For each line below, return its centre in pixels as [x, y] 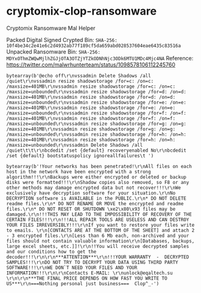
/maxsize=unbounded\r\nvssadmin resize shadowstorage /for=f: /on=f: [97, 113]
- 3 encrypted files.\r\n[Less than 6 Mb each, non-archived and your [98, 236]
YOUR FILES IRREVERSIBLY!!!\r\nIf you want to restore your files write [100, 225]
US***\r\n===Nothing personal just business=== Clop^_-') [83, 284]
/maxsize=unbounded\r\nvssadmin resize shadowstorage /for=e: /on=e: [97, 102]
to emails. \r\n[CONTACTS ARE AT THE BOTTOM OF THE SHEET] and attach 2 [100, 230]
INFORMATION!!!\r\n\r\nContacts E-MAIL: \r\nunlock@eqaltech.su [90, 273]
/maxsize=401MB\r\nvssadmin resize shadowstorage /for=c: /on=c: [91, 86]
